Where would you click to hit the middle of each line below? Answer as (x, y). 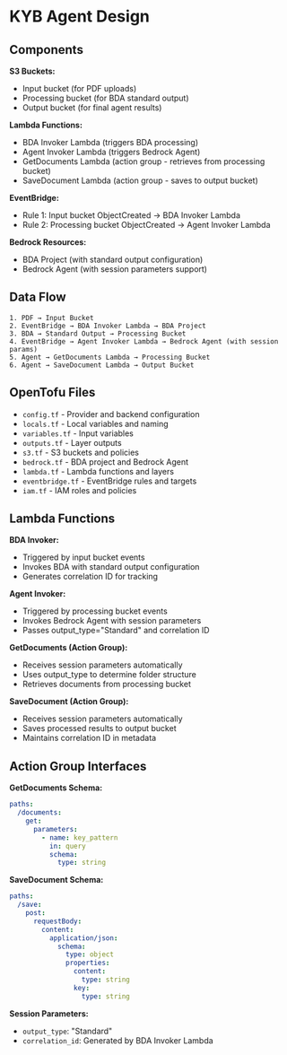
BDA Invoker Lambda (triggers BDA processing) (110, 142)
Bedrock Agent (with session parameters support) (115, 269)
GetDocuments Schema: (56, 788)
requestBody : (57, 921)
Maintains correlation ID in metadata (89, 738)
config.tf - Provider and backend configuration (111, 414)
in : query (68, 846)
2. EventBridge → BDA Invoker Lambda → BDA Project (108, 326)
